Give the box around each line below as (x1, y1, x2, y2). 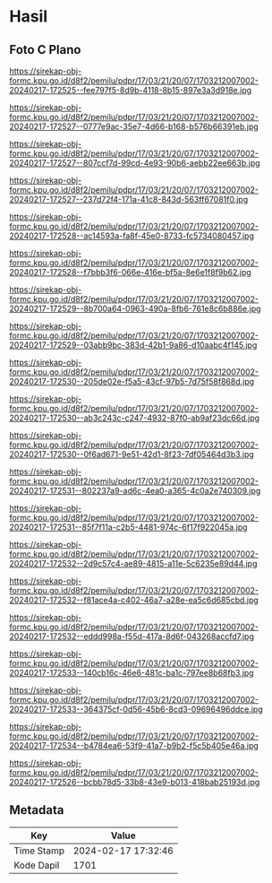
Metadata (9, 802, 64, 818)
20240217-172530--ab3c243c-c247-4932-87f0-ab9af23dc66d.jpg (9, 412, 260, 423)
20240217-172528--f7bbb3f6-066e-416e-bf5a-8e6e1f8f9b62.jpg (9, 267, 252, 277)
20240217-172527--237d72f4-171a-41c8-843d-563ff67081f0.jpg (9, 195, 249, 204)
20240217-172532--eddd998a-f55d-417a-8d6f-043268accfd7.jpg (9, 631, 255, 642)
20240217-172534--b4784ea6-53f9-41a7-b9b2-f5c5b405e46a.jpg (9, 740, 259, 750)
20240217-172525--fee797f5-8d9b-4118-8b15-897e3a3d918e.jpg (9, 85, 252, 95)
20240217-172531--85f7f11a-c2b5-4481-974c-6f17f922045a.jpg (9, 522, 248, 532)
